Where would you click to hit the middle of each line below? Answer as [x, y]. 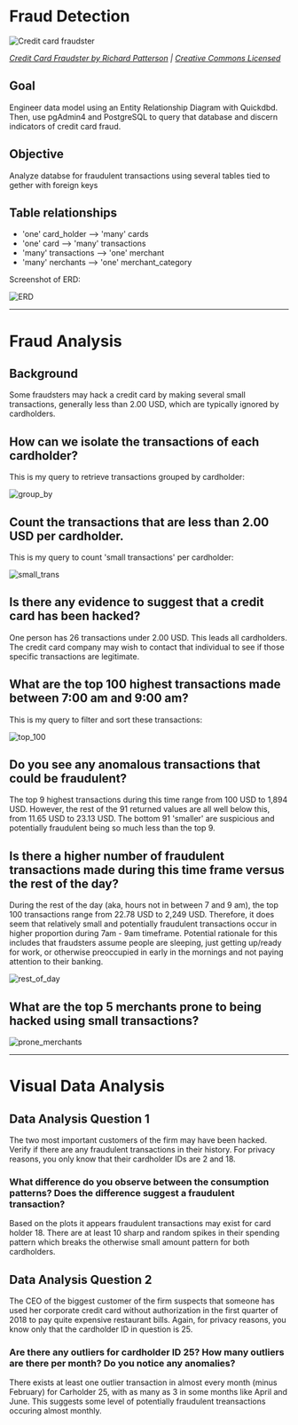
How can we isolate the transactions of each [134, 441]
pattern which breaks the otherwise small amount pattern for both [129, 1242]
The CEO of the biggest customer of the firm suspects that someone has [142, 1301]
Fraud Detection [70, 16]
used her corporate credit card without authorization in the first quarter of [144, 1311]
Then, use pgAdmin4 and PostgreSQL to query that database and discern [144, 116]
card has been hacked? [75, 616]
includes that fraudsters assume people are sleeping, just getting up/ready [145, 943]
